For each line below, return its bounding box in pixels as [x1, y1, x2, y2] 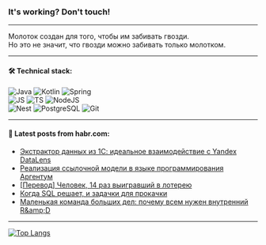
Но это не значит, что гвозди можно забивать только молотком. [8, 40, 226, 50]
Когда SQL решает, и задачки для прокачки [19, 188, 168, 198]
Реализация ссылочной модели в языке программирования [19, 163, 224, 172]
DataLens [19, 155, 51, 164]
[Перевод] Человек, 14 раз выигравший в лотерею [19, 180, 192, 190]
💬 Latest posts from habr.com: [8, 129, 110, 138]
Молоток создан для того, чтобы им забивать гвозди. [8, 32, 190, 41]
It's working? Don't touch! [8, 6, 111, 17]
